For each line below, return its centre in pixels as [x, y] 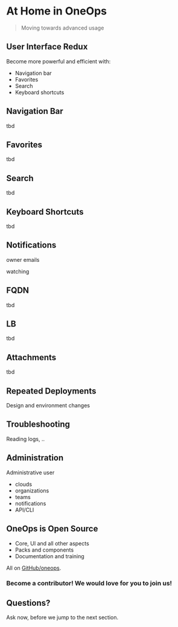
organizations [32, 491]
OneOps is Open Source [52, 529]
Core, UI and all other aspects [52, 543]
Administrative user [30, 473]
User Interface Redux [47, 47]
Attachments [31, 357]
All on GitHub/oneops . [34, 568]
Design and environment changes [48, 406]
